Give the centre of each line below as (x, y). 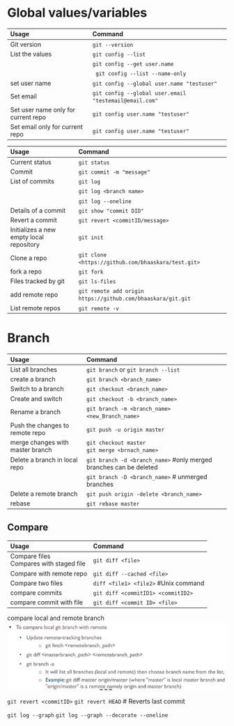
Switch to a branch (37, 389)
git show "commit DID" (111, 211)
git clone (92, 255)
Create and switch (36, 398)
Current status (31, 162)
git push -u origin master (125, 430)
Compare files (30, 557)
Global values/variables (77, 13)
